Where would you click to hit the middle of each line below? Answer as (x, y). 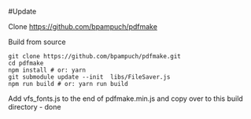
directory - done (35, 107)
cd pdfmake (26, 63)
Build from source (37, 42)
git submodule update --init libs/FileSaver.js (89, 77)
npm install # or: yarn (47, 70)
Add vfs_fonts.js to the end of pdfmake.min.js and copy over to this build (126, 99)
